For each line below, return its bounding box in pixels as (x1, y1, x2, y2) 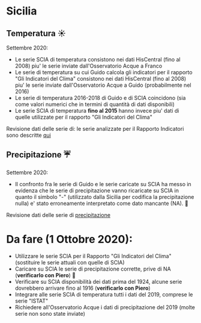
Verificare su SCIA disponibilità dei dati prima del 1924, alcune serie (14, 278, 182, 285)
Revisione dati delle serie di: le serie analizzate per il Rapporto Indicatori (6, 125, 184, 132)
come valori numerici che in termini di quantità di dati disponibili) (14, 101, 175, 108)
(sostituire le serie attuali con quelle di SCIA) (14, 259, 125, 266)
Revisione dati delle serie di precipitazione (6, 211, 111, 218)
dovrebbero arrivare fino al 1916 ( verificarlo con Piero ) (14, 284, 151, 292)
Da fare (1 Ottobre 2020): (6, 233, 133, 246)
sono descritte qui (6, 131, 51, 139)
